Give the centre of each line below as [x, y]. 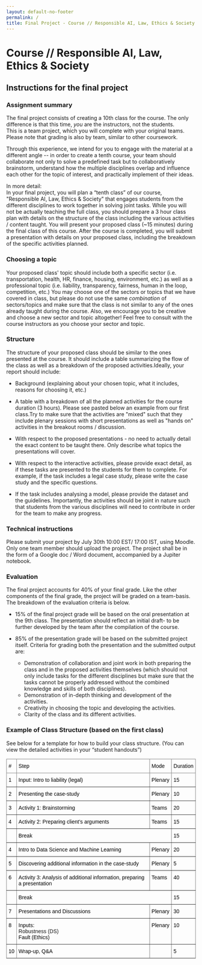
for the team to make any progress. [58, 513]
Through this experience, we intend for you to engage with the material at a [99, 149]
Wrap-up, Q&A [35, 951]
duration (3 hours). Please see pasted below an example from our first [102, 408]
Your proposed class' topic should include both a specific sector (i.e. [91, 272]
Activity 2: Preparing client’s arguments [64, 822]
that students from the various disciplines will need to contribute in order [105, 507]
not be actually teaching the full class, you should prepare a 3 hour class [96, 212]
